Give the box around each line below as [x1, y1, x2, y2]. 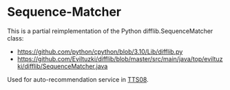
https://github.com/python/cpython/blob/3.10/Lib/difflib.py [17, 47, 183, 56]
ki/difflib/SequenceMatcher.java [17, 62, 108, 70]
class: [7, 34, 24, 42]
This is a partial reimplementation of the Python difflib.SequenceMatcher [7, 27, 213, 35]
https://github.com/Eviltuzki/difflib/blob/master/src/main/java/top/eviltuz [17, 54, 223, 63]
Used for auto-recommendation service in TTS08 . [7, 75, 149, 83]
